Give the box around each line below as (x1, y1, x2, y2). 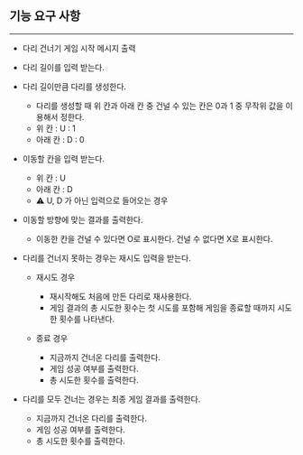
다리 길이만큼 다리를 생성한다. (22, 80, 127, 92)
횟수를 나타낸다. (59, 313, 115, 324)
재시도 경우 (35, 272, 75, 283)
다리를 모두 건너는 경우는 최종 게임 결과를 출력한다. (22, 394, 201, 404)
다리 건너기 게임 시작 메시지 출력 (22, 42, 136, 53)
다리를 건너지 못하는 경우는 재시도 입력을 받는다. (22, 252, 191, 264)
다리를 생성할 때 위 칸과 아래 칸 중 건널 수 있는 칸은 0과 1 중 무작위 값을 (35, 100, 284, 111)
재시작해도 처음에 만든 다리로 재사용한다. (49, 291, 192, 302)
